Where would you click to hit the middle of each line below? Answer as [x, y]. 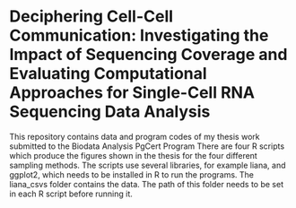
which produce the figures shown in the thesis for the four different [133, 155]
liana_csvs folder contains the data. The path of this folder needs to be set [147, 184]
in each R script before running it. [71, 194]
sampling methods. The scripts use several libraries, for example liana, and [148, 165]
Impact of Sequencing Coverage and [148, 55]
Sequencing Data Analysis [110, 112]
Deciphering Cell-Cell [91, 17]
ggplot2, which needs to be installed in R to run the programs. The [131, 174]
